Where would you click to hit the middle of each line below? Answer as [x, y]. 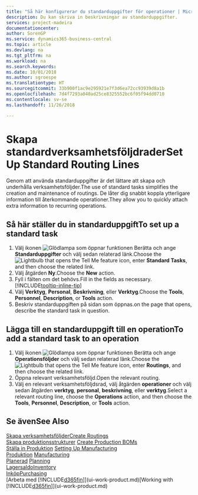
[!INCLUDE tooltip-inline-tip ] [48, 286]
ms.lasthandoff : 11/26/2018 [41, 105]
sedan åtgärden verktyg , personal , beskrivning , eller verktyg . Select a [101, 390]
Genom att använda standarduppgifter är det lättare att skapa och [86, 181]
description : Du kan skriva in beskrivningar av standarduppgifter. [92, 17]
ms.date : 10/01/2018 [32, 72]
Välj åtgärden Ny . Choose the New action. [65, 273]
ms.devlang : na [25, 50]
